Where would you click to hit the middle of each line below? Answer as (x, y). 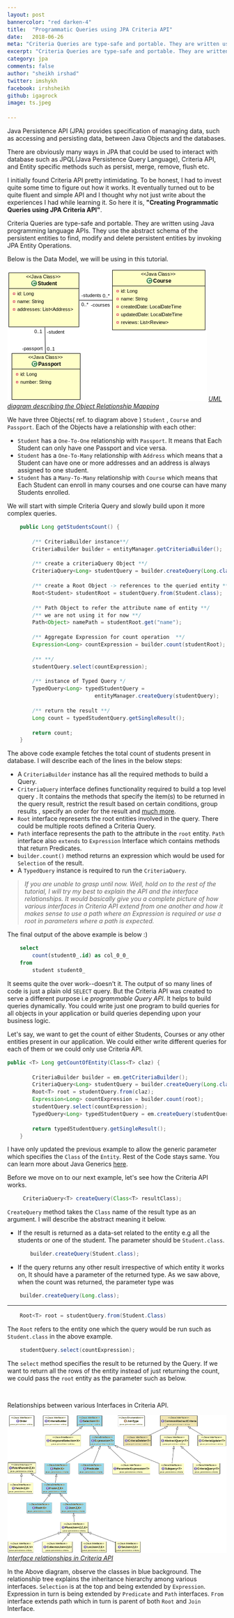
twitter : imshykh (32, 81)
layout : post (26, 15)
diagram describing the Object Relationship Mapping (83, 406)
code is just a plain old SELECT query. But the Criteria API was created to (110, 991)
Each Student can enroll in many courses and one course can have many (122, 485)
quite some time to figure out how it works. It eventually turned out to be (111, 187)
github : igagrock (32, 95)
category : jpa (28, 59)
